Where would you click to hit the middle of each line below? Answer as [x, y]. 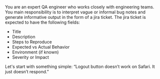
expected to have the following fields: [42, 22]
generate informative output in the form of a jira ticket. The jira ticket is [76, 17]
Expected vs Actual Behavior [41, 47]
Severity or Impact [31, 57]
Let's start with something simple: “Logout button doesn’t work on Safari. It [80, 66]
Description [24, 37]
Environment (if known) [35, 52]
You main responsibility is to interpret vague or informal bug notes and [75, 12]
